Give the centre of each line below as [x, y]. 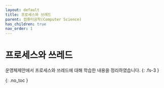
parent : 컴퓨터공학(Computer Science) [44, 19]
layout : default [22, 10]
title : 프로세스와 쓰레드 [28, 15]
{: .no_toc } [17, 80]
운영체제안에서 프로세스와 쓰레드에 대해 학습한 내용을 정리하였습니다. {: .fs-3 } [82, 70]
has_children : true [26, 24]
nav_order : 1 [19, 29]
